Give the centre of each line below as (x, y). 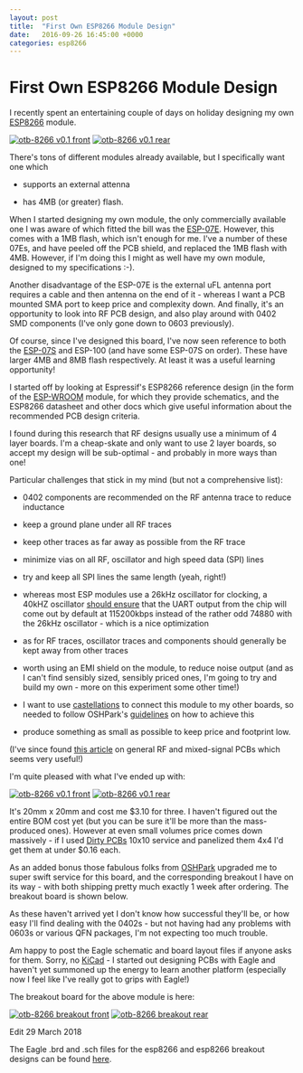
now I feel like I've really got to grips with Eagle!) (99, 979)
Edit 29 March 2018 (46, 1032)
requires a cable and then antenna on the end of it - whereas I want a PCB (147, 295)
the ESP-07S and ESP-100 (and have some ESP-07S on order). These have (148, 351)
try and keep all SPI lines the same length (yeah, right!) (124, 577)
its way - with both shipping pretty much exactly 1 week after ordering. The (149, 887)
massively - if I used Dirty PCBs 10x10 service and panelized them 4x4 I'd (147, 841)
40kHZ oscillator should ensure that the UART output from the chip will (155, 604)
